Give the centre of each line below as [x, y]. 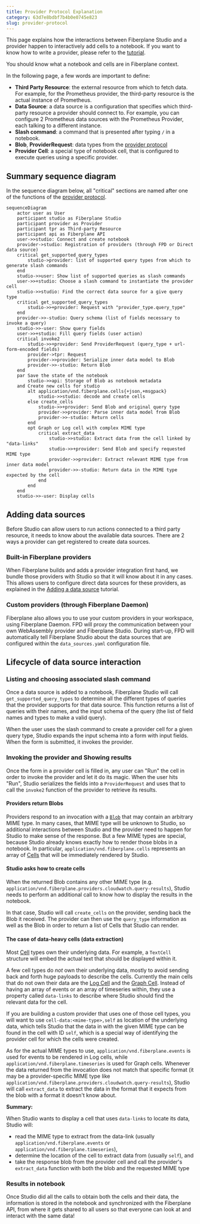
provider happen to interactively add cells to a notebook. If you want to [93, 46]
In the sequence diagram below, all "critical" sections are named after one [97, 191]
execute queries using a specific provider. [66, 157]
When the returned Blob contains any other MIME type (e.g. [80, 881]
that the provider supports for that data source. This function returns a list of [100, 705]
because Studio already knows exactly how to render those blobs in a [92, 842]
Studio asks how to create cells [46, 868]
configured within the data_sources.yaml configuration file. [78, 643]
